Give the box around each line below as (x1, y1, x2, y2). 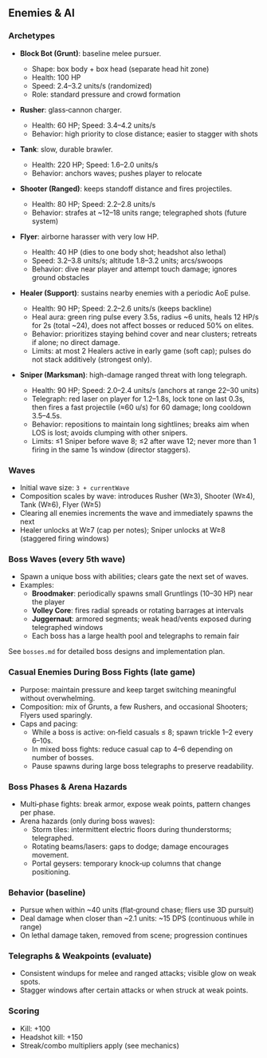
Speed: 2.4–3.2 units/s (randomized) (31, 81, 153, 90)
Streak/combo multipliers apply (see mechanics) (19, 1040, 179, 1050)
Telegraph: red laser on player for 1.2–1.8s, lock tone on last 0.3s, (31, 394, 245, 403)
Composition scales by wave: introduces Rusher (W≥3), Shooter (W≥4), (19, 491, 255, 501)
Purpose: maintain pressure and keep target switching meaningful (19, 684, 237, 694)
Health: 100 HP (31, 72, 81, 82)
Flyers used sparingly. (19, 710, 93, 719)
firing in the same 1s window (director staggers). (31, 445, 191, 454)
